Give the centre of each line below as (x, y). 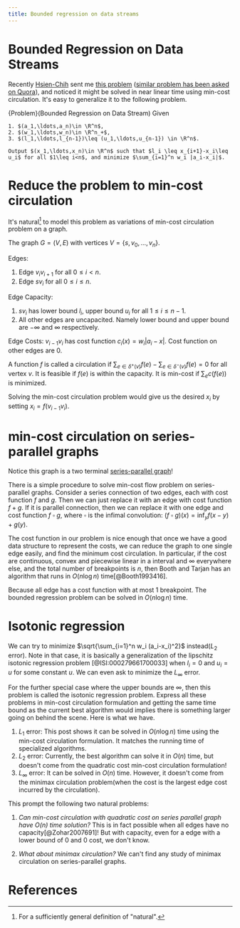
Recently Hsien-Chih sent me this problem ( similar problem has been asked (119, 84)
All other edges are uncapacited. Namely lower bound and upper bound (124, 320)
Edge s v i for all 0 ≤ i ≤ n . (55, 282)
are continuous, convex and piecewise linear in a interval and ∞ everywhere (120, 561)
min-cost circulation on (79, 436)
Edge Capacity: (31, 297)
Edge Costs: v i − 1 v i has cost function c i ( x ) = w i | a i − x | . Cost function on (113, 342)
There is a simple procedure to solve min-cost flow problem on (100, 485)
